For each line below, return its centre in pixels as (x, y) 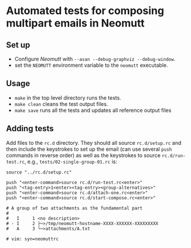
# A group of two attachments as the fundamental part (74, 208)
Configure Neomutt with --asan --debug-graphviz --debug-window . (95, 59)
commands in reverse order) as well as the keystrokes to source (83, 155)
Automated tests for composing (85, 11)
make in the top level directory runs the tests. (68, 97)
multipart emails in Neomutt (75, 23)
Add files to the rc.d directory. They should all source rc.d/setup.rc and (94, 142)
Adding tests (30, 129)
